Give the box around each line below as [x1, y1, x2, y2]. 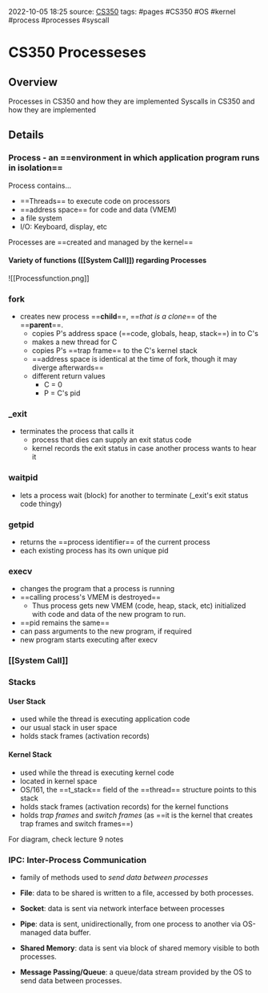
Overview [8, 75, 58, 89]
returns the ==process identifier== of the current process [19, 537, 210, 547]
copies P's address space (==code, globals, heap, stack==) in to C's [31, 329, 258, 338]
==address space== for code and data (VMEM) [19, 205, 178, 214]
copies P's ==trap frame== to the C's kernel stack [31, 346, 198, 355]
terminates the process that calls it [19, 427, 134, 436]
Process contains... [8, 180, 72, 190]
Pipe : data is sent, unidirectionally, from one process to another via [19, 918, 242, 929]
